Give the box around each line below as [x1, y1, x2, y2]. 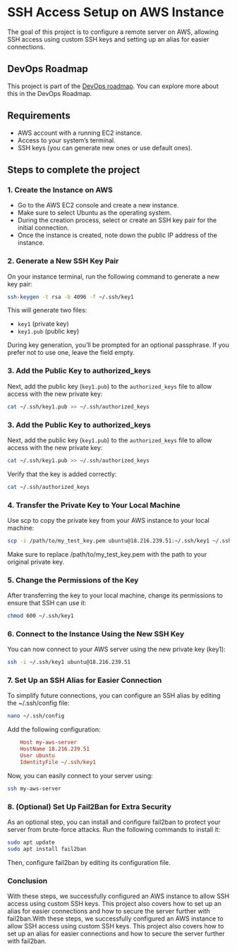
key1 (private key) [17, 320, 69, 328]
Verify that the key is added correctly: [7, 470, 117, 478]
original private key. [7, 557, 65, 566]
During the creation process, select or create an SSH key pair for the [17, 216, 217, 224]
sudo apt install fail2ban [7, 845, 87, 852]
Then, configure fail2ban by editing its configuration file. [7, 858, 171, 866]
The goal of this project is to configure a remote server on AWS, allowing [7, 28, 219, 36]
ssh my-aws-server [7, 785, 61, 792]
